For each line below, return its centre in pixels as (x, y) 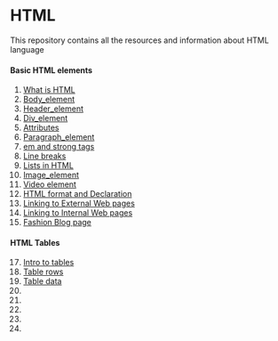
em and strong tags (59, 147)
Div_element (45, 118)
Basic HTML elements (51, 70)
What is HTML (49, 90)
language (27, 49)
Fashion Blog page (57, 223)
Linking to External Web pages (79, 203)
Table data (42, 281)
